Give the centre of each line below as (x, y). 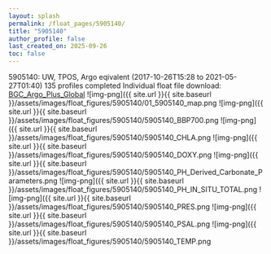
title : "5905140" (38, 31)
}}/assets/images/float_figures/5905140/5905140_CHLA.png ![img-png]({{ (133, 138)
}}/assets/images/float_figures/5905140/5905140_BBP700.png (114, 120)
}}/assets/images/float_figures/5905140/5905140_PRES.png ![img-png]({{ (133, 207)
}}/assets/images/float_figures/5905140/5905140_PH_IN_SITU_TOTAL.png (133, 189)
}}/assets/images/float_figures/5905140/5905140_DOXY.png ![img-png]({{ (133, 155)
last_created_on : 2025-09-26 (58, 46)
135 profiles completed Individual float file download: (133, 85)
